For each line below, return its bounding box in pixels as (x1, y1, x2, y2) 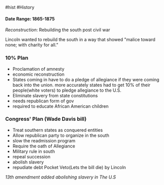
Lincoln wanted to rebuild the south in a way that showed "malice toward (5, 37, 155, 43)
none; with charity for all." (5, 42, 59, 48)
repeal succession (12, 153, 51, 159)
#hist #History (5, 5, 35, 10)
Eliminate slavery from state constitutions (12, 92, 98, 98)
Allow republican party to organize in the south (12, 132, 109, 138)
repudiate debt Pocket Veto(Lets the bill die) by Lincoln (12, 164, 126, 170)
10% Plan (5, 55, 29, 62)
